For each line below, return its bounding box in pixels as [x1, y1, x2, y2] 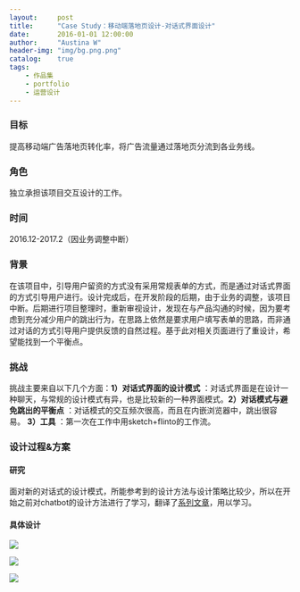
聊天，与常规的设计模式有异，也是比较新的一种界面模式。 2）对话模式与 [16, 394, 280, 404]
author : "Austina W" [9, 38, 102, 47]
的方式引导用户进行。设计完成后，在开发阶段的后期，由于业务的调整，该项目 [9, 291, 291, 302]
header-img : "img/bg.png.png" [9, 46, 122, 55]
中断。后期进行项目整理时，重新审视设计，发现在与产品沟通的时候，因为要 [9, 303, 283, 313]
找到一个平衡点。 [24, 336, 87, 346]
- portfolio [25, 79, 70, 88]
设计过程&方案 [9, 440, 71, 453]
